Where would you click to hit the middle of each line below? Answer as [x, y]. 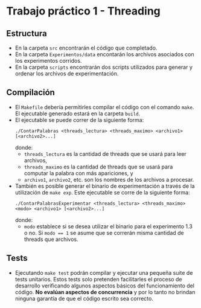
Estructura [27, 34]
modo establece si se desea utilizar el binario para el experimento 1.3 [108, 226]
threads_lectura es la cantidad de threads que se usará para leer [105, 154]
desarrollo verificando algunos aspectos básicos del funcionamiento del [105, 286]
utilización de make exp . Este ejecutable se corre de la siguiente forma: [102, 192]
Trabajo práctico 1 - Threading [84, 11]
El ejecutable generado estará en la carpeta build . [78, 114]
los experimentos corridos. [48, 61]
